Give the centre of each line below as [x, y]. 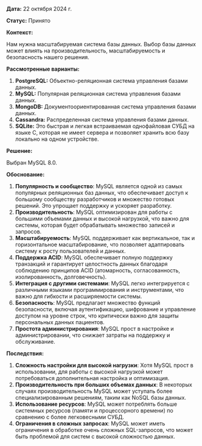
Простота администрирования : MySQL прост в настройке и [95, 329]
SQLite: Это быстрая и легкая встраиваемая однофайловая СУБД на [105, 126]
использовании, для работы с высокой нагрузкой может [89, 372]
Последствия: [25, 353]
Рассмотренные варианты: [43, 69]
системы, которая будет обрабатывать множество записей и [95, 225]
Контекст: [20, 32]
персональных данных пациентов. [60, 322]
